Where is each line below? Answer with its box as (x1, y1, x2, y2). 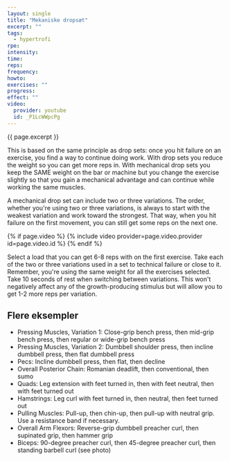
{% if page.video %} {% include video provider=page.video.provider (7, 232, 203, 240)
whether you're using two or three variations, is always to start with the (7, 203, 210, 212)
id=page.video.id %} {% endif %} (7, 239, 103, 247)
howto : (7, 74, 26, 82)
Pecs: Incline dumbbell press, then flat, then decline (17, 358, 166, 366)
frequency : (7, 68, 39, 75)
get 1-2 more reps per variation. (7, 290, 98, 298)
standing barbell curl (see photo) (17, 446, 112, 455)
